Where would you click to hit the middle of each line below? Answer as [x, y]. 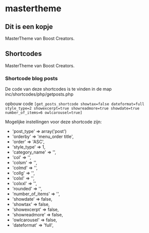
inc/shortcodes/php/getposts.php [39, 94]
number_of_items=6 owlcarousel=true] [44, 113]
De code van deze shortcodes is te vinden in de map [59, 89]
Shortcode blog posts [31, 78]
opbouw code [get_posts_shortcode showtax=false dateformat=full [75, 104]
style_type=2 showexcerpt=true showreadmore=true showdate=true [72, 108]
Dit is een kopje [29, 27]
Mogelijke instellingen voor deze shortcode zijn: [54, 122]
